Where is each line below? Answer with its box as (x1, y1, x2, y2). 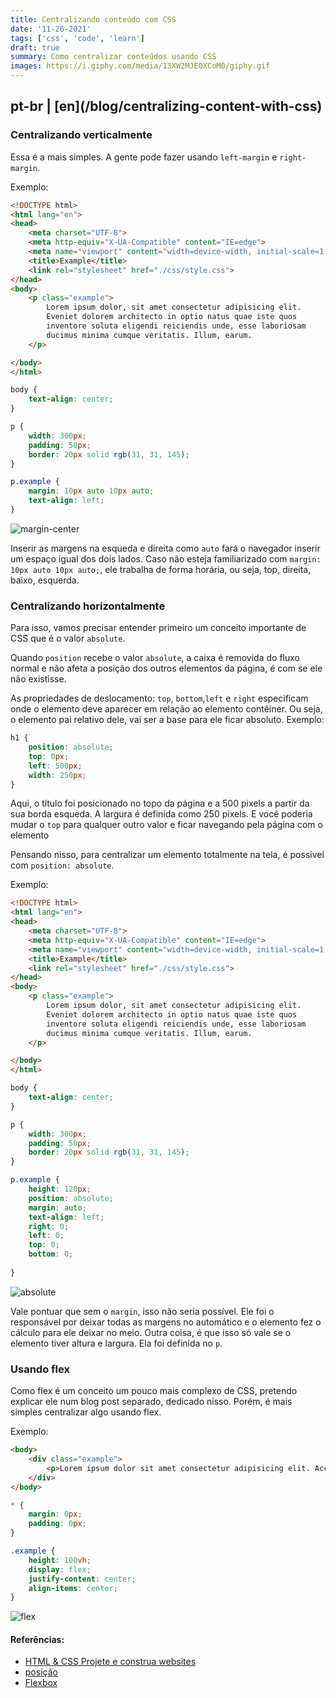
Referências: (10, 1633, 65, 1645)
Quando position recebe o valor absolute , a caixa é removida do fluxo (10, 652, 300, 664)
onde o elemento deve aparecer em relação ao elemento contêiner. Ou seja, (10, 703, 323, 715)
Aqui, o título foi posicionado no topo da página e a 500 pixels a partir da (10, 797, 310, 810)
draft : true (10, 42, 60, 53)
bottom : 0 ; (28, 1249, 74, 1260)
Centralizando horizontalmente (10, 599, 166, 613)
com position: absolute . (10, 859, 115, 871)
